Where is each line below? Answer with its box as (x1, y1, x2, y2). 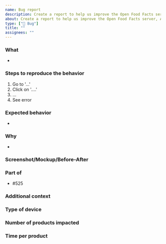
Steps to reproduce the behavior (5, 70, 84, 77)
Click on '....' (12, 86, 38, 92)
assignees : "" (5, 30, 35, 35)
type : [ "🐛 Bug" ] (5, 21, 39, 26)
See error (12, 97, 32, 103)
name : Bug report (5, 7, 41, 12)
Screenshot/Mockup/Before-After (5, 156, 89, 163)
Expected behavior (5, 109, 52, 116)
